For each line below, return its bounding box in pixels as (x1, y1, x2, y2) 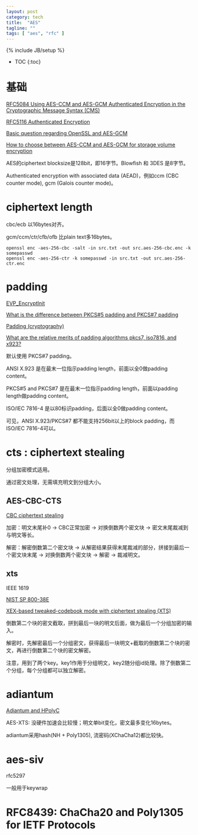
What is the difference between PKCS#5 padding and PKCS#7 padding (6, 311, 179, 318)
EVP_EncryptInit (6, 299, 45, 307)
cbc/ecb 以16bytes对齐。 (6, 221, 68, 228)
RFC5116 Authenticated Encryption (6, 119, 90, 126)
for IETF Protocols (6, 818, 96, 831)
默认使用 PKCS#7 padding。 (6, 352, 75, 359)
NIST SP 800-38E (6, 595, 49, 602)
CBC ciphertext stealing (6, 512, 64, 519)
